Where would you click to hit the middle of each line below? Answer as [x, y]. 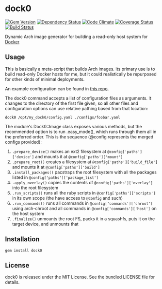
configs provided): [24, 142]
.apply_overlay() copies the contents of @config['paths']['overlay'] [82, 182]
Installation [22, 239]
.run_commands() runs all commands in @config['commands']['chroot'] [82, 203]
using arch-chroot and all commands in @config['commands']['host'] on [84, 208]
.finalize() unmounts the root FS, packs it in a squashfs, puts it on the [83, 219]
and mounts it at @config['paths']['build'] [56, 167]
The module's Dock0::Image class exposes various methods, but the [73, 126]
